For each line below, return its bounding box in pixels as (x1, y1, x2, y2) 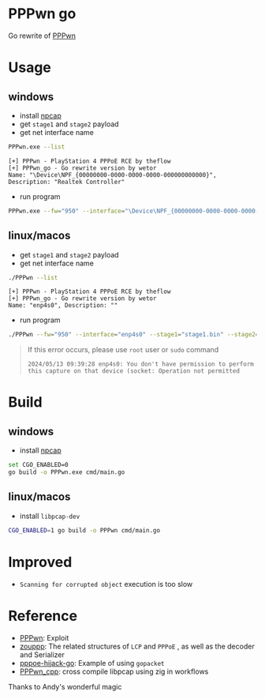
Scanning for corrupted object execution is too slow (19, 579, 193, 588)
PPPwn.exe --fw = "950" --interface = (8, 207, 125, 215)
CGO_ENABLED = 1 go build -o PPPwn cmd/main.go (8, 526, 160, 534)
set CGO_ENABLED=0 (8, 461, 69, 469)
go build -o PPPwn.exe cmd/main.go (8, 468, 125, 476)
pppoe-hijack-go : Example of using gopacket (19, 658, 165, 667)
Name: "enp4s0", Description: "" (8, 302, 118, 310)
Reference (8, 607, 77, 625)
